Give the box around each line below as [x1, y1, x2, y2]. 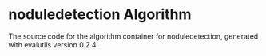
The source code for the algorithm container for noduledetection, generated [8, 32, 259, 41]
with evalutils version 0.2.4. [8, 39, 98, 49]
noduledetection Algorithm [8, 6, 192, 24]
